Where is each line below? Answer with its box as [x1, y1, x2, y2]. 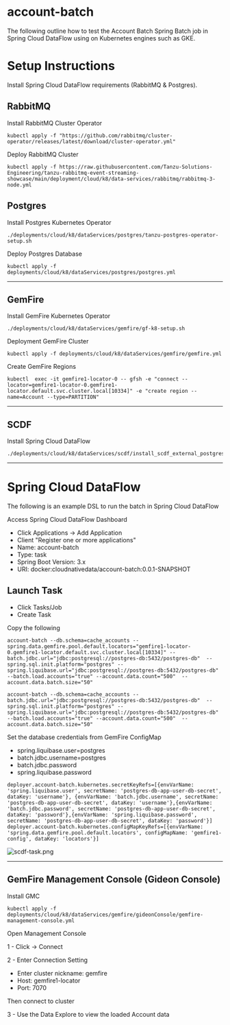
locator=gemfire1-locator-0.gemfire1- [7, 382, 118, 389]
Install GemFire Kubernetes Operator [7, 312, 111, 320]
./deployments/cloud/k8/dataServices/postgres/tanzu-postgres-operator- [7, 231, 219, 239]
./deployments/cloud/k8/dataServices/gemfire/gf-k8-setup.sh [7, 325, 186, 333]
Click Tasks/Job [16, 603, 62, 611]
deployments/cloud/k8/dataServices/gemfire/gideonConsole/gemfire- [7, 911, 204, 918]
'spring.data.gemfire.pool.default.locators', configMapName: [7, 829, 188, 836]
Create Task [16, 610, 51, 618]
